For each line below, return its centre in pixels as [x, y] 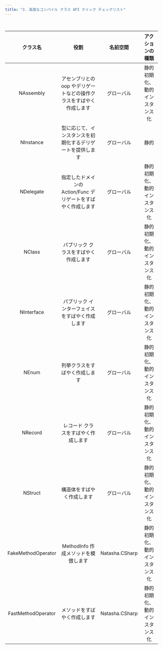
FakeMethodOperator [32, 553]
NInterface [32, 312]
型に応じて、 [76, 128]
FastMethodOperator [32, 613]
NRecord [32, 432]
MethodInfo [75, 546]
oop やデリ [73, 86]
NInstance [32, 142]
